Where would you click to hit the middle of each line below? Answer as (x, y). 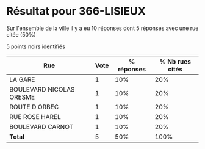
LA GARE (22, 79)
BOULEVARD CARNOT (41, 126)
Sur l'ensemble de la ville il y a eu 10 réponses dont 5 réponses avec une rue (103, 28)
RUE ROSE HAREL (35, 117)
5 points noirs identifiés (36, 46)
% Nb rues (175, 61)
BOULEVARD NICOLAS (42, 89)
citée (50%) (21, 34)
